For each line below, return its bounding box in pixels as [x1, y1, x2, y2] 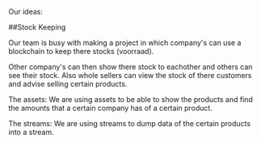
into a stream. [8, 128, 54, 137]
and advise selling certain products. [8, 80, 128, 88]
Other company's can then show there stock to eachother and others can [8, 62, 253, 71]
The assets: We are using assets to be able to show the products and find [8, 95, 253, 104]
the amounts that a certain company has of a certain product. [8, 104, 213, 112]
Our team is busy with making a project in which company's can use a [8, 38, 242, 47]
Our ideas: [8, 7, 43, 16]
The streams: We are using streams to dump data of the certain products [8, 119, 251, 128]
